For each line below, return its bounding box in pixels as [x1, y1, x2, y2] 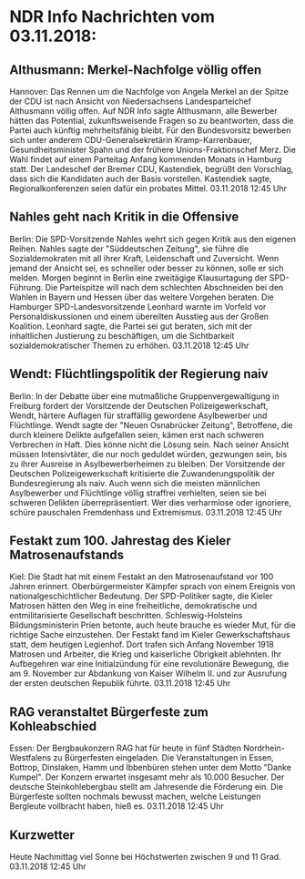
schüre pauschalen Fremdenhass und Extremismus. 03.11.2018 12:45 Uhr [9, 506, 283, 517]
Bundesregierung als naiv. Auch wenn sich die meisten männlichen [9, 477, 261, 488]
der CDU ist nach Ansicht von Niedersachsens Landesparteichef [9, 96, 252, 107]
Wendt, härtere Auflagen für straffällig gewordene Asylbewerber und [9, 410, 268, 421]
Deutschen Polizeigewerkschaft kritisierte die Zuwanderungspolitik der [9, 467, 275, 479]
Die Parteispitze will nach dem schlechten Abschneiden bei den [45, 281, 284, 292]
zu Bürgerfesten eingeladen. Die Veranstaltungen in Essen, [53, 752, 275, 763]
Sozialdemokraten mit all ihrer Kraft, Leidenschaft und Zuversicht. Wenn [9, 252, 280, 263]
